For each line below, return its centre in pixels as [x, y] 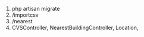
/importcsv [25, 15]
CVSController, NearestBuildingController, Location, [75, 27]
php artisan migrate [36, 9]
